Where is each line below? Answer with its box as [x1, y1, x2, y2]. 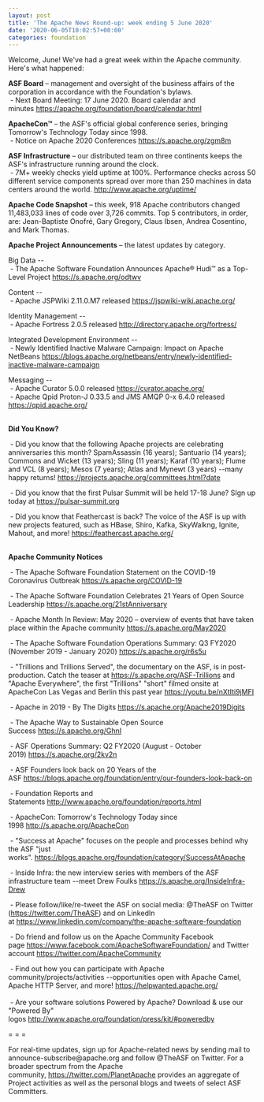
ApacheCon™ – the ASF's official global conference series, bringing [8, 119, 229, 128]
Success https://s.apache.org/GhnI [8, 726, 122, 735]
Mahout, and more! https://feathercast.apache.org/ [8, 529, 173, 538]
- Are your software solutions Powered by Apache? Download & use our [9, 998, 244, 1007]
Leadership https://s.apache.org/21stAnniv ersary [8, 600, 168, 609]
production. [8, 671, 46, 680]
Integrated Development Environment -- [8, 335, 138, 344]
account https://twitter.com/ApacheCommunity [8, 949, 162, 959]
